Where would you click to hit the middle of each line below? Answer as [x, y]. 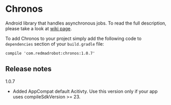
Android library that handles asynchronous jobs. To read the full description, [86, 23]
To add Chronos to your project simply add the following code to [73, 38]
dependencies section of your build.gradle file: [55, 44]
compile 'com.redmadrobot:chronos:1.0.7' [50, 53]
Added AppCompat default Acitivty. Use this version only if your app [85, 91]
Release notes [28, 69]
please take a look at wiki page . [39, 28]
